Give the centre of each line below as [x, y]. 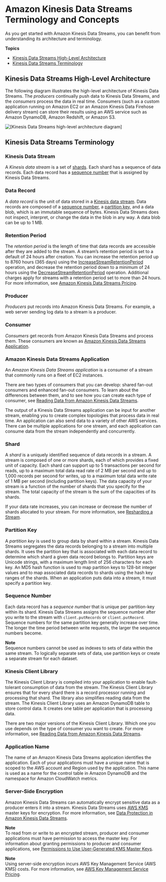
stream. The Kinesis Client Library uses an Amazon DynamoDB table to [78, 703]
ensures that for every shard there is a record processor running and [75, 693]
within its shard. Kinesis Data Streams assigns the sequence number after [81, 612]
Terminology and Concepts [62, 20]
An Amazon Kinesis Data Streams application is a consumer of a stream [79, 370]
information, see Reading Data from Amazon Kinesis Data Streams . [73, 734]
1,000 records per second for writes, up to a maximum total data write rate [81, 476]
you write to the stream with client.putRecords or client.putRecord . [75, 617]
